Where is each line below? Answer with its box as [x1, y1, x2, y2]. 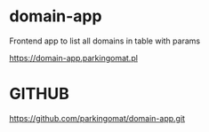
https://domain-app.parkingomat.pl [9, 52, 138, 63]
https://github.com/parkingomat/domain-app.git [9, 113, 185, 123]
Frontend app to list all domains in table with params [9, 35, 201, 46]
